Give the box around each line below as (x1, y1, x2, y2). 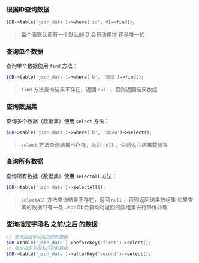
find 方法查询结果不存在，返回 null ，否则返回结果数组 (20, 86, 158, 93)
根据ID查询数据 (6, 5, 50, 13)
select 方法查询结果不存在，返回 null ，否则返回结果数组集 (20, 141, 168, 148)
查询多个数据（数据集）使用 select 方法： (6, 117, 110, 125)
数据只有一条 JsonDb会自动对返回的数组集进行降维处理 (31, 203, 168, 211)
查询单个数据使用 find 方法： (6, 62, 78, 70)
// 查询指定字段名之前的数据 (6, 234, 68, 240)
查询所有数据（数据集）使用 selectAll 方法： (6, 172, 118, 179)
